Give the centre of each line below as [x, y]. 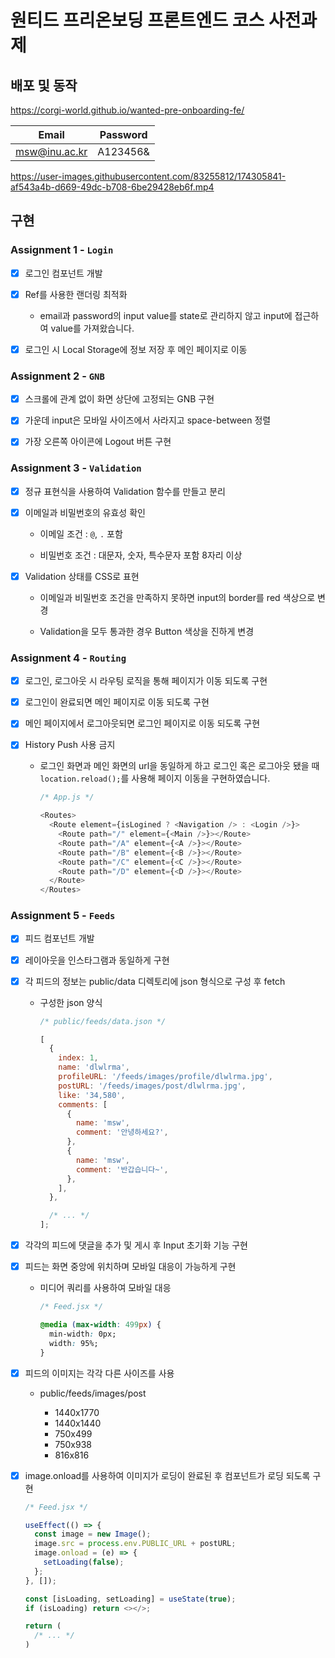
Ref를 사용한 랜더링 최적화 [76, 294]
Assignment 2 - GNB [57, 376]
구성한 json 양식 [71, 1002]
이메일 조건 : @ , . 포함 [81, 533]
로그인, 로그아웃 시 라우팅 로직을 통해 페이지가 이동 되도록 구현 [146, 681]
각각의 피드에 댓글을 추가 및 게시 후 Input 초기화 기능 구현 [136, 1245]
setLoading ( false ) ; [84, 1562]
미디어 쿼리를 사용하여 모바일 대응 [105, 1288]
